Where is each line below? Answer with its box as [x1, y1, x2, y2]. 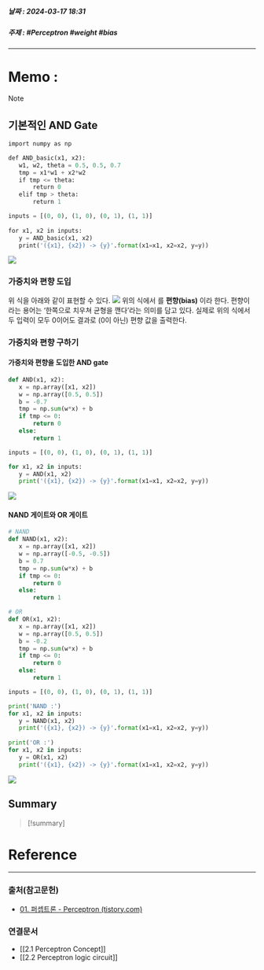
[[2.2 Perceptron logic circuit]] [19, 953, 118, 962]
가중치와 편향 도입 [8, 276, 72, 287]
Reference [8, 846, 77, 864]
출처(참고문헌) [8, 885, 59, 896]
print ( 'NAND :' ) [8, 702, 61, 710]
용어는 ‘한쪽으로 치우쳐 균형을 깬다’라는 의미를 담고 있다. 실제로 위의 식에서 [22, 305, 251, 315]
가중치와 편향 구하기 [8, 337, 79, 348]
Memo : [8, 68, 59, 86]
